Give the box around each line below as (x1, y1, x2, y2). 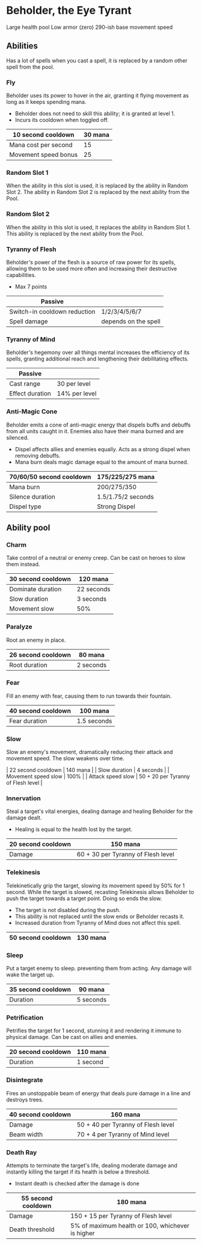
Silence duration (9, 492, 55, 501)
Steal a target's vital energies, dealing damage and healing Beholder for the (6, 808, 194, 815)
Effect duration (9, 389, 51, 398)
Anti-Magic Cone (6, 407, 58, 416)
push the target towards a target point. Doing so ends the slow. (6, 895, 162, 902)
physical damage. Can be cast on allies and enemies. (6, 1033, 138, 1041)
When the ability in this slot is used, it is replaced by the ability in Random (6, 182, 188, 189)
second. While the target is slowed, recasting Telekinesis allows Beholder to (6, 888, 194, 895)
